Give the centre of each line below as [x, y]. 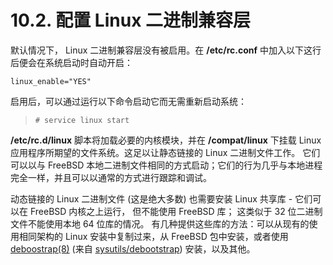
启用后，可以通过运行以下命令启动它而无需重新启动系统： [128, 101]
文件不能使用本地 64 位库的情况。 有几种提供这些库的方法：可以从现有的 [160, 223]
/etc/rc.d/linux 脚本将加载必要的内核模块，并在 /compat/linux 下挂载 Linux [166, 140]
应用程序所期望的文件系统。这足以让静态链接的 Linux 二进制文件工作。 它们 [165, 152]
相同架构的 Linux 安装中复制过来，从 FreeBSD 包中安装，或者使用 [153, 236]
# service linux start [82, 120]
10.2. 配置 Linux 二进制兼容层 [131, 20]
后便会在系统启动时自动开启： [71, 62]
